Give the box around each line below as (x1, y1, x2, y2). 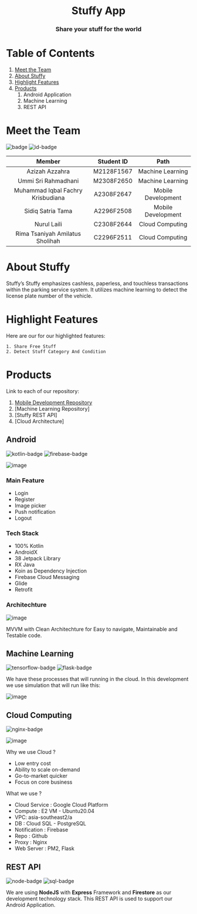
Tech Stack (6, 529, 39, 537)
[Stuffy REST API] (14, 411, 57, 418)
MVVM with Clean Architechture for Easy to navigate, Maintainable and (6, 625, 178, 632)
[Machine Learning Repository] (14, 405, 90, 412)
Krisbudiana (32, 194, 65, 202)
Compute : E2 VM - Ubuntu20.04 (14, 808, 95, 815)
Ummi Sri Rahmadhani (17, 177, 79, 185)
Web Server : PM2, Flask (14, 845, 74, 852)
